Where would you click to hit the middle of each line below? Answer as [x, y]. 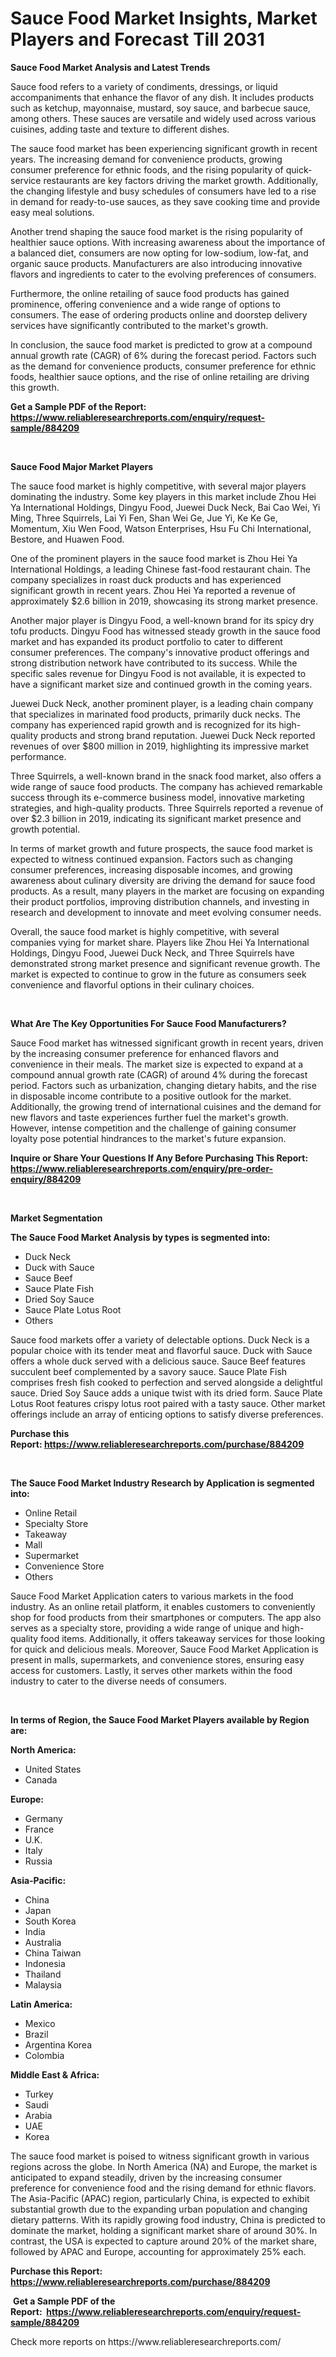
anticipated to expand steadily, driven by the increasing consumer [146, 2177]
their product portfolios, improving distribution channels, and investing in [160, 901]
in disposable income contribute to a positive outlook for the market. [151, 1096]
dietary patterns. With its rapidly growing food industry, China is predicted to [168, 2219]
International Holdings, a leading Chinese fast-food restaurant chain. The [160, 569]
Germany [43, 1818]
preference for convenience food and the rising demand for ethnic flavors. [163, 2188]
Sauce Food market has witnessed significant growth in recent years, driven [167, 1043]
